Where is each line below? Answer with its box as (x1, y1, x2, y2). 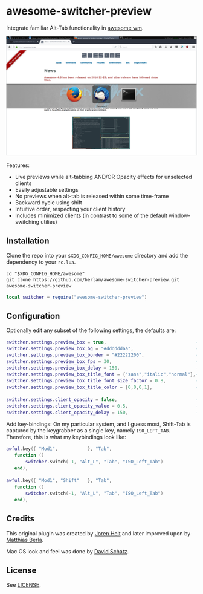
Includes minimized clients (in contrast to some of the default (14, 212, 168, 219)
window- (169, 212, 191, 219)
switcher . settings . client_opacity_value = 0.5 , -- (6, 403, 201, 410)
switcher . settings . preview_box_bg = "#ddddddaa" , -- (6, 346, 201, 352)
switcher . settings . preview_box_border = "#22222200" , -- (6, 352, 201, 358)
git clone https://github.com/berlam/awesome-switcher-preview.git (6, 276, 180, 282)
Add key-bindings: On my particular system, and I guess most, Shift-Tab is (6, 420, 192, 428)
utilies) (40, 218, 57, 225)
